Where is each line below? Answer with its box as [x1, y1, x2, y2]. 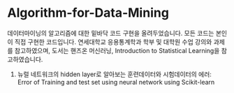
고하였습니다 [7, 55, 42, 64]
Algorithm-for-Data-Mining [7, 5, 170, 21]
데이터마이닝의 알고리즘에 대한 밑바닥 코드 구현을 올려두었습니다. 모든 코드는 [7, 29, 214, 37]
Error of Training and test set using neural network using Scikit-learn [17, 78, 215, 86]
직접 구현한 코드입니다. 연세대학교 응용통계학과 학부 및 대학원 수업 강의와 [14, 37, 212, 46]
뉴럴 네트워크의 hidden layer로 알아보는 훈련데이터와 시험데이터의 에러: [17, 70, 212, 78]
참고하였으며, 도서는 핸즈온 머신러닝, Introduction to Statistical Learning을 [14, 46, 220, 55]
